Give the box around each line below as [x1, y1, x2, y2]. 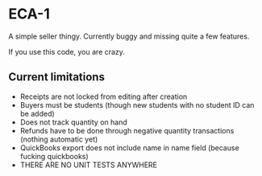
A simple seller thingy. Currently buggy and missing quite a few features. [8, 31, 250, 41]
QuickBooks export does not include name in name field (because [19, 142, 239, 153]
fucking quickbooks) [19, 151, 89, 161]
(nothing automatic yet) [19, 134, 98, 144]
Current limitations [8, 70, 105, 84]
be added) [19, 108, 55, 118]
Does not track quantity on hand [19, 117, 127, 127]
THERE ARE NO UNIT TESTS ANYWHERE [19, 160, 157, 170]
